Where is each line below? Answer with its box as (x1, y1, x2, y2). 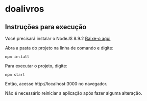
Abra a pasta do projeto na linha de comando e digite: (5, 45, 114, 50)
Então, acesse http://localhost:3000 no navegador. (5, 81, 108, 86)
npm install (5, 54, 29, 59)
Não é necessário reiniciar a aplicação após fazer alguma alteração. (5, 90, 142, 96)
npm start (5, 72, 25, 77)
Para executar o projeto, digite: (5, 63, 68, 68)
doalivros (5, 3, 44, 15)
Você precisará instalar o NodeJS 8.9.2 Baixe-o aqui (5, 35, 111, 41)
